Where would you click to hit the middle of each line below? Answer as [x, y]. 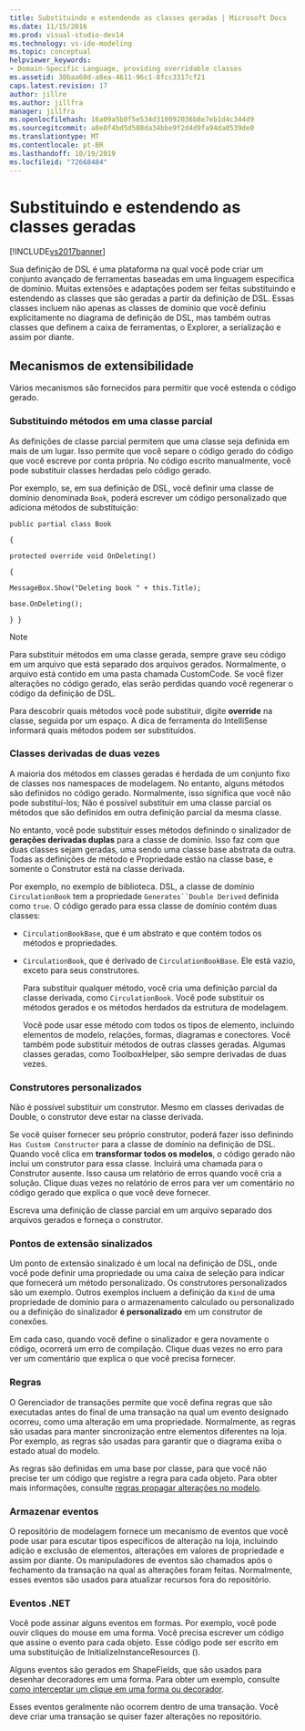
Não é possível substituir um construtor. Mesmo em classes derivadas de [147, 1107]
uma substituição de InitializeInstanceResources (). [105, 1653]
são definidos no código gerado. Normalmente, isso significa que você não [150, 793]
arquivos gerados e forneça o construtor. [86, 1220]
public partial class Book [61, 524]
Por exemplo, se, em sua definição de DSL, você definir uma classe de [142, 488]
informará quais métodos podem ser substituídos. [103, 730]
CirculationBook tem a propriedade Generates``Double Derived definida [144, 896]
